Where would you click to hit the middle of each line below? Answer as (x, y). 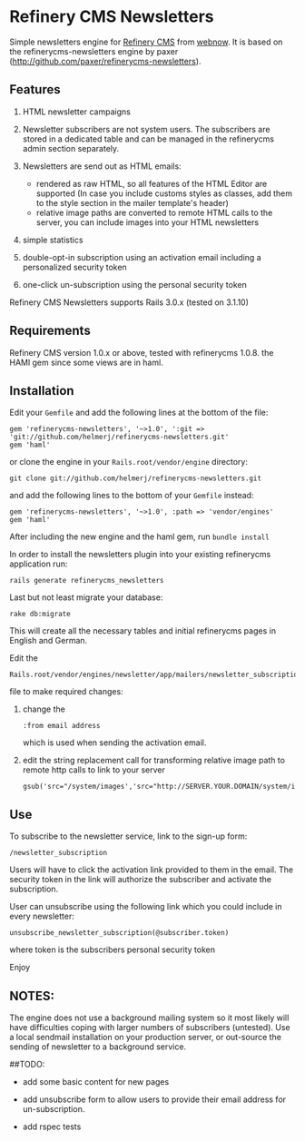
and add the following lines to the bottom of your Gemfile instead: (132, 496)
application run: (39, 564)
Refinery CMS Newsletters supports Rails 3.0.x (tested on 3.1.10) (129, 302)
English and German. (49, 641)
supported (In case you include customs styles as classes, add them (164, 193)
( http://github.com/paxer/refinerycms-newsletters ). (105, 61)
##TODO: (27, 1064)
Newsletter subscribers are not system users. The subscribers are (146, 129)
